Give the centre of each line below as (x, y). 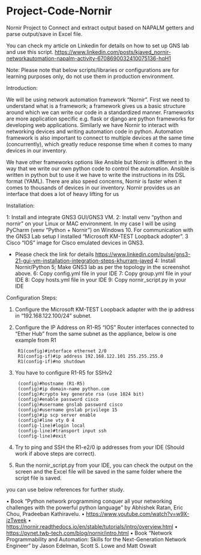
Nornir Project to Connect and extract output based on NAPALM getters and (100, 28)
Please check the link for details (54, 254)
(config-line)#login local (51, 426)
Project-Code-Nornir (59, 11)
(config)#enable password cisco (58, 399)
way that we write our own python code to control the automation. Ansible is (100, 168)
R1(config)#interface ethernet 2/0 (62, 351)
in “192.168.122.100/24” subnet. (53, 315)
